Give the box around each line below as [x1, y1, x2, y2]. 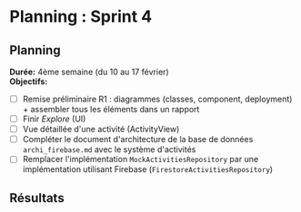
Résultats [9, 190, 65, 206]
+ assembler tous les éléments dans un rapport [22, 104, 200, 115]
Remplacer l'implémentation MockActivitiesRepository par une [22, 154, 259, 165]
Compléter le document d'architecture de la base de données [22, 134, 254, 145]
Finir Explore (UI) [22, 113, 86, 124]
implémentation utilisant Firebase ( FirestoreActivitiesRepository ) [22, 164, 274, 175]
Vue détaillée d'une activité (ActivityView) [22, 124, 180, 135]
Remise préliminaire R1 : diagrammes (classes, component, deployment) [22, 93, 293, 104]
